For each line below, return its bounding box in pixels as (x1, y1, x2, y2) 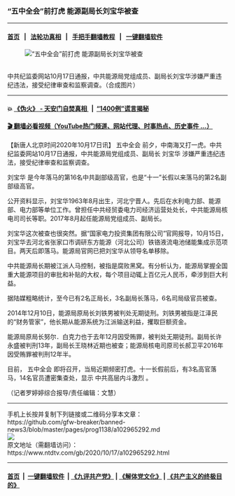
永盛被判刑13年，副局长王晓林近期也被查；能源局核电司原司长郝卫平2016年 (7, 341, 224, 350)
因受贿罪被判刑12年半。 (7, 350, 76, 359)
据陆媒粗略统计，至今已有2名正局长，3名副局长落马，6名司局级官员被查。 (7, 294, 221, 303)
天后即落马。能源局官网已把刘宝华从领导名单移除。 (25, 247, 173, 255)
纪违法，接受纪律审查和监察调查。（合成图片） (7, 81, 139, 89)
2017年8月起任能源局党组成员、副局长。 (50, 214, 166, 223)
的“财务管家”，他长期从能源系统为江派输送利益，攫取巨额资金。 (7, 317, 191, 326)
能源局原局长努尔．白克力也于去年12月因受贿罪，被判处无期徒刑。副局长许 (7, 333, 222, 341)
